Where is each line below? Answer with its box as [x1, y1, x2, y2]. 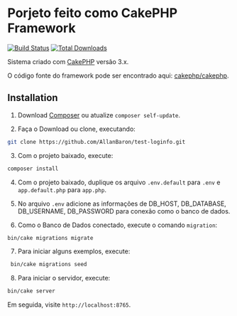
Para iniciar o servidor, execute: [17, 274, 111, 283]
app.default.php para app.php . [17, 185, 106, 194]
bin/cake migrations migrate [7, 234, 94, 241]
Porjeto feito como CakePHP [7, 5, 178, 21]
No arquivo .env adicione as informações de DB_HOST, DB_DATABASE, [17, 199, 227, 208]
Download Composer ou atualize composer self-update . [17, 110, 181, 119]
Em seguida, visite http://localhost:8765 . [7, 300, 131, 309]
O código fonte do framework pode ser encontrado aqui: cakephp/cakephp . [7, 71, 229, 80]
